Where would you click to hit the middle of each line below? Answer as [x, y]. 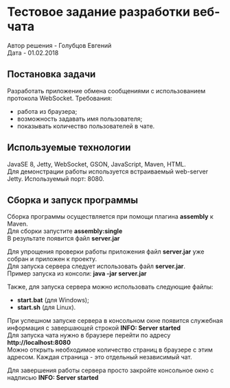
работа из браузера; [47, 111]
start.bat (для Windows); [53, 300]
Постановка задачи [51, 74]
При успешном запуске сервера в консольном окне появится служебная [115, 321]
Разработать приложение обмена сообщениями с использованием [106, 90]
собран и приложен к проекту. [52, 259]
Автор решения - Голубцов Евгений [59, 45]
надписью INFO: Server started [53, 378]
